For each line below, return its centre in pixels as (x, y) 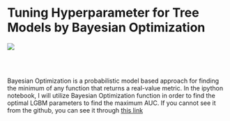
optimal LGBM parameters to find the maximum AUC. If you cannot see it (112, 103)
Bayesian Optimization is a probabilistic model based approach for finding (113, 81)
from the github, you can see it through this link (75, 110)
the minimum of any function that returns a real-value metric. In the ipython (115, 88)
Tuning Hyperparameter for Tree (103, 13)
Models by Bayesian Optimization (106, 27)
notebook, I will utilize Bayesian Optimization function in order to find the (112, 95)
